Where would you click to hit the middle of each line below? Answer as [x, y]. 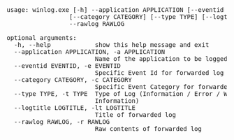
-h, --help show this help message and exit [111, 45]
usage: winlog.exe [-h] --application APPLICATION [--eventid [115, 10]
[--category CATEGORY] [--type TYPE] [133, 17]
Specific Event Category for [145, 87]
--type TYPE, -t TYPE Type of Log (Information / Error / [117, 94]
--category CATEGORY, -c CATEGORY [73, 80]
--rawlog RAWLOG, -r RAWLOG [62, 122]
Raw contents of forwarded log [148, 129]
